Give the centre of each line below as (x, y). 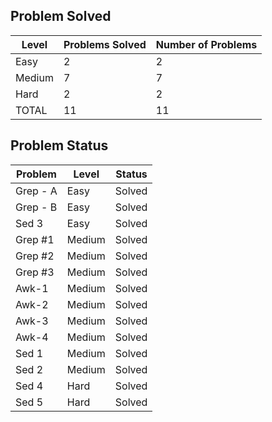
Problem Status (59, 145)
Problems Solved (105, 44)
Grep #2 (35, 256)
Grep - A (36, 191)
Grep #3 (35, 272)
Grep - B (36, 207)
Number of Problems (206, 44)
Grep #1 (35, 239)
